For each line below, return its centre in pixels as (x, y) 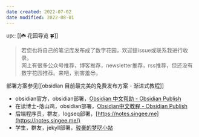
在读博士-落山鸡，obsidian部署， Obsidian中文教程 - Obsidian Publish (101, 106)
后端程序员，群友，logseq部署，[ (56, 113)
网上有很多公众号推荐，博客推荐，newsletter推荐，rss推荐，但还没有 (107, 65)
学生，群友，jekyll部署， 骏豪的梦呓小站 (64, 127)
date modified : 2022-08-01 (40, 18)
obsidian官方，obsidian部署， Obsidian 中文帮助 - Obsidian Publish (98, 98)
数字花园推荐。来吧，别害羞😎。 (61, 72)
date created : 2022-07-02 (39, 12)
